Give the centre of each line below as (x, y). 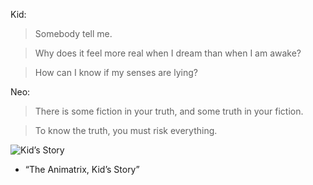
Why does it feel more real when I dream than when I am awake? (168, 53)
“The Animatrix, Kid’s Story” (82, 169)
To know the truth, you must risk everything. (126, 130)
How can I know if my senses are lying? (116, 72)
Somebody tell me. (73, 33)
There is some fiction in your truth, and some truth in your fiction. (169, 111)
